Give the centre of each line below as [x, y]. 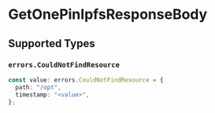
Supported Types [52, 44]
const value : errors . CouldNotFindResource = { [86, 80]
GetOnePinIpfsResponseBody [108, 15]
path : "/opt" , [38, 87]
